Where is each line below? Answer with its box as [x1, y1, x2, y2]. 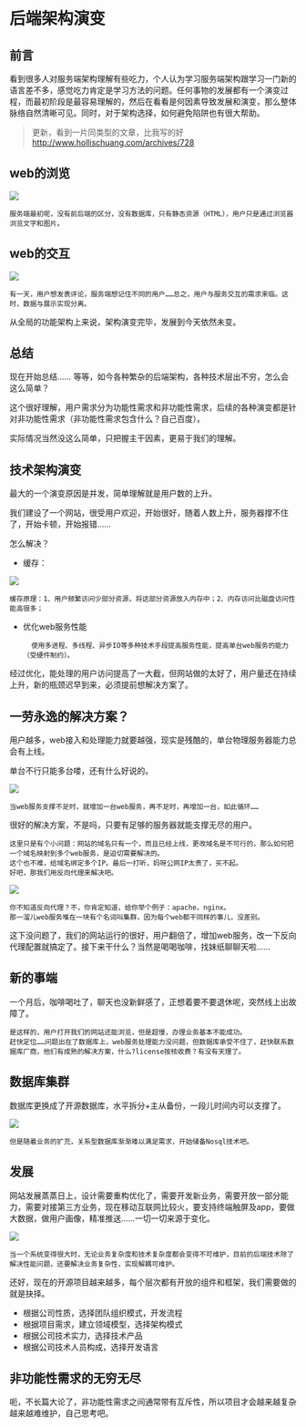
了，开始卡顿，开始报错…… [9, 518, 112, 529]
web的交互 [9, 246, 71, 262]
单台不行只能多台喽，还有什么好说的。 [9, 765, 153, 776]
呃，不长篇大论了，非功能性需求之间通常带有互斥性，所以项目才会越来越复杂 [9, 1396, 297, 1408]
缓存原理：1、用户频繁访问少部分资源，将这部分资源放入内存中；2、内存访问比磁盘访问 [9, 594, 289, 604]
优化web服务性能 [22, 621, 87, 632]
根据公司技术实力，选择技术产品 [22, 1329, 143, 1340]
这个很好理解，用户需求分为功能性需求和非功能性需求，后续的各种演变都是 [9, 402, 289, 413]
